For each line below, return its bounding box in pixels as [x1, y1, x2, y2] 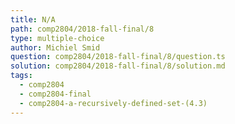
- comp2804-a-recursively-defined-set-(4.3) [19, 98, 208, 108]
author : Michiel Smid [10, 42, 101, 53]
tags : [10, 71, 33, 81]
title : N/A [10, 14, 56, 25]
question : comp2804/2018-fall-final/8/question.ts [10, 52, 226, 62]
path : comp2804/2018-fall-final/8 [10, 24, 155, 34]
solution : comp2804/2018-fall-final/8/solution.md [10, 61, 226, 71]
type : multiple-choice [10, 33, 105, 43]
